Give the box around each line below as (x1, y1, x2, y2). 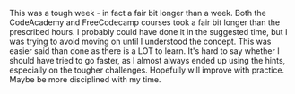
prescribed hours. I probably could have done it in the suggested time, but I (9, 27, 288, 37)
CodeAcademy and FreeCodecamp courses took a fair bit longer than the (9, 17, 281, 28)
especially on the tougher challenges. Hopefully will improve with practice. (9, 64, 285, 75)
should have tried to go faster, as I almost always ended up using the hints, (9, 56, 286, 65)
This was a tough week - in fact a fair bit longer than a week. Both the (9, 8, 266, 18)
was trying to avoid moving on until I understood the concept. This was (9, 36, 272, 47)
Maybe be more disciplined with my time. (9, 74, 161, 84)
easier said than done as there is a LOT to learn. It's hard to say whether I (9, 46, 280, 56)
